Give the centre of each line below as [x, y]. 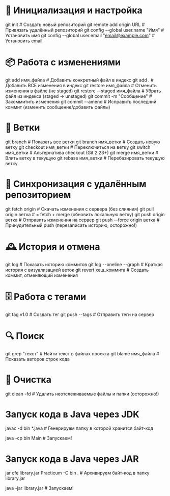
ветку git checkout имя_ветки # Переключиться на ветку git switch [78, 147]
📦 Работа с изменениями [63, 62]
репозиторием [38, 195]
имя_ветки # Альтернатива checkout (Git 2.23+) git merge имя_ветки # [82, 152]
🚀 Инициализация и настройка [74, 10]
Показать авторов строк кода [38, 359]
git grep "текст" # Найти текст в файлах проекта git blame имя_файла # [82, 353]
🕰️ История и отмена [53, 246]
